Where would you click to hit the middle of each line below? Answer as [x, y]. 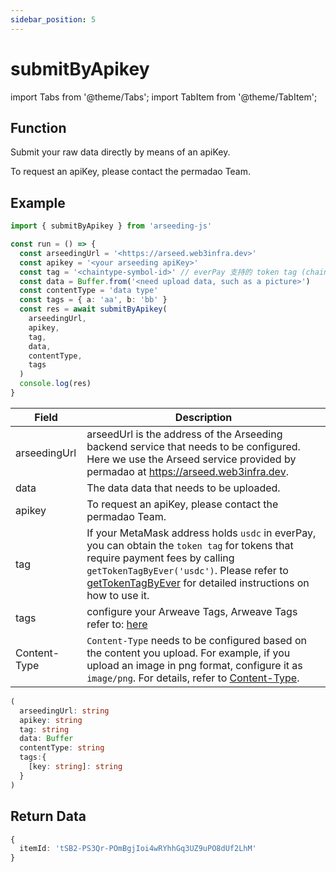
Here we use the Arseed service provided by [191, 459]
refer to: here [117, 624]
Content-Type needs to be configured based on [196, 640]
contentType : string [62, 748]
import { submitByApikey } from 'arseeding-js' [111, 226]
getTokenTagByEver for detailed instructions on [198, 583]
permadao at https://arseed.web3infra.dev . [187, 471]
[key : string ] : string [75, 767]
